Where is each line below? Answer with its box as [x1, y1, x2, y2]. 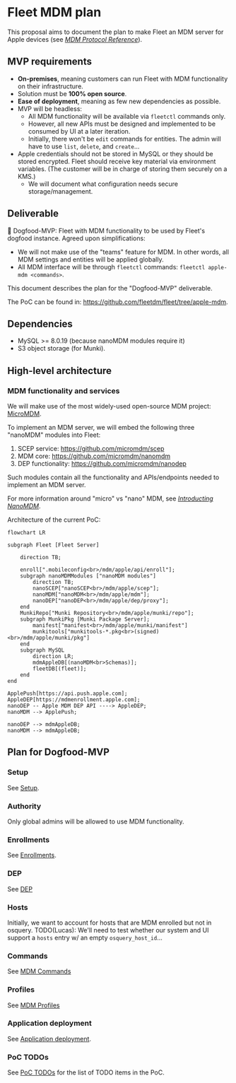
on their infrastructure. [17, 82, 83, 90]
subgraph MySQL [20, 647, 65, 654]
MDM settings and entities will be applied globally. [17, 255, 164, 264]
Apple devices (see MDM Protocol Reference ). [7, 35, 143, 43]
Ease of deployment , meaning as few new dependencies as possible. [17, 97, 221, 105]
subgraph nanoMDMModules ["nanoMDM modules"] [20, 573, 157, 580]
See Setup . [7, 783, 40, 792]
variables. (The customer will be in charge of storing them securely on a [17, 164, 228, 173]
